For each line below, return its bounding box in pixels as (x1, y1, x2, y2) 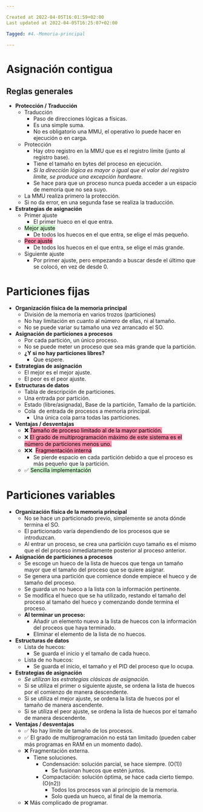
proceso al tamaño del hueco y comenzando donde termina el (24, 598, 179, 606)
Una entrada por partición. (24, 394, 90, 402)
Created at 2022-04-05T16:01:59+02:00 (6, 14, 104, 20)
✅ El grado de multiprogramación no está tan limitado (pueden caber (24, 734, 196, 741)
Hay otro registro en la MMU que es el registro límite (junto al (33, 147, 186, 155)
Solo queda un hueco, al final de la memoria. (51, 793, 162, 800)
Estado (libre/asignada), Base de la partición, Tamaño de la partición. (24, 401, 197, 408)
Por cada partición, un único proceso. (24, 337, 119, 344)
